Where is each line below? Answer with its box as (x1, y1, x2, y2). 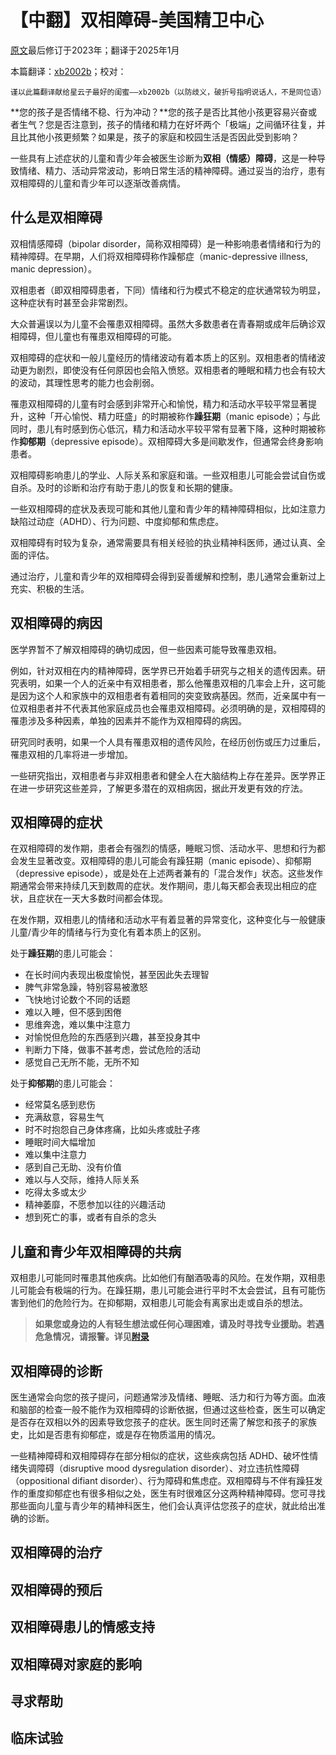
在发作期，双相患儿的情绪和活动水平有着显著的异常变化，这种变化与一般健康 (10, 914, 326, 926)
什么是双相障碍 (10, 209, 103, 226)
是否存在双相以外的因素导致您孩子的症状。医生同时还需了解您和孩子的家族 (10, 1416, 317, 1428)
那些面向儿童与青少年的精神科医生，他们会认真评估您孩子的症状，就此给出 (10, 1500, 317, 1511)
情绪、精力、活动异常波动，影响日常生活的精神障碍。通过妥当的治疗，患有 (18, 164, 326, 176)
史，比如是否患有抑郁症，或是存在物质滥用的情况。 (10, 1429, 221, 1440)
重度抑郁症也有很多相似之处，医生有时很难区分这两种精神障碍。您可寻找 (27, 1487, 326, 1499)
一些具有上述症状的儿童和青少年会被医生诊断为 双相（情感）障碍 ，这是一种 (10, 152, 317, 164)
